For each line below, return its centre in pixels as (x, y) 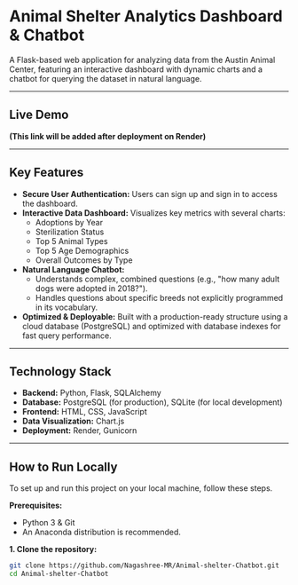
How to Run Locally (63, 466)
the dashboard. (50, 203)
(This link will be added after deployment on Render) (108, 136)
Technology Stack (60, 372)
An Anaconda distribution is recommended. (102, 532)
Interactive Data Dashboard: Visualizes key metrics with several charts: (153, 213)
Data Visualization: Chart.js (73, 421)
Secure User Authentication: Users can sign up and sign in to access (149, 194)
